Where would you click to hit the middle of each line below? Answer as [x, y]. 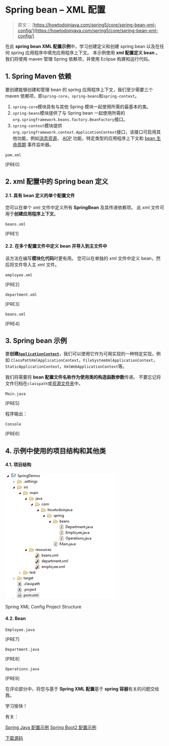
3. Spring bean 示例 [36, 340]
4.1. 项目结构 [18, 464]
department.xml [21, 295]
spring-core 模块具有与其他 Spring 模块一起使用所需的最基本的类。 [82, 107]
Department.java [22, 649]
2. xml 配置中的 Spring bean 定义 [57, 182]
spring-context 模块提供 [37, 125]
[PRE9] [13, 679]
